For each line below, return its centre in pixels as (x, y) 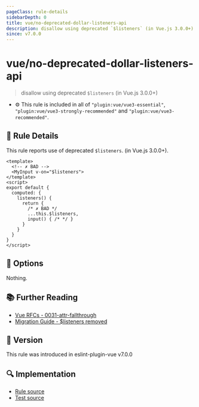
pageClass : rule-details (37, 12)
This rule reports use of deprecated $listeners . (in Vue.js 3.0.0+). (87, 150)
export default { (28, 187)
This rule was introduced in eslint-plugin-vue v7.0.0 (69, 354)
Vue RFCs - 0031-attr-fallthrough (56, 315)
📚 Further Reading (42, 298)
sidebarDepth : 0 (26, 17)
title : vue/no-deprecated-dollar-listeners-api (67, 23)
